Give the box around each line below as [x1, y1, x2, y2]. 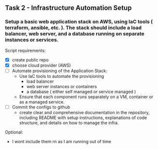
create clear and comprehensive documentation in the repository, [19, 109, 150, 115]
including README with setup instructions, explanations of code [19, 115, 147, 120]
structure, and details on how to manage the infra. [19, 119, 119, 125]
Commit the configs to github [12, 104, 71, 110]
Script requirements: [5, 47, 46, 53]
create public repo [12, 57, 49, 62]
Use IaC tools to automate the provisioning [19, 73, 104, 79]
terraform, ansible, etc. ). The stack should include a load [5, 24, 142, 31]
